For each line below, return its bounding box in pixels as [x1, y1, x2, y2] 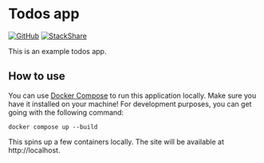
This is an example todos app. [8, 46, 107, 56]
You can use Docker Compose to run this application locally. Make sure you [8, 91, 257, 100]
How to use [8, 69, 65, 83]
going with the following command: [8, 107, 124, 117]
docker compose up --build [8, 122, 98, 131]
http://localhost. [8, 145, 61, 155]
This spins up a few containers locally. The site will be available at [8, 137, 225, 146]
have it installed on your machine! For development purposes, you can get [8, 99, 252, 108]
